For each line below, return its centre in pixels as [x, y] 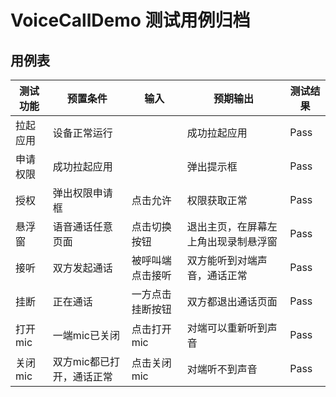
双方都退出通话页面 [232, 301]
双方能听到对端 [222, 260]
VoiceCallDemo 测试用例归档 [130, 20]
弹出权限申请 [82, 193]
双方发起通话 [82, 268]
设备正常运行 [82, 133]
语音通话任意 [82, 226]
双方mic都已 [81, 361]
